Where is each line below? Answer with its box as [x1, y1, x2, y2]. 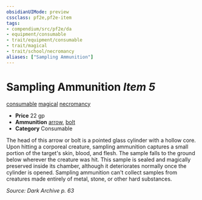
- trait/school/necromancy [6, 48, 75, 55]
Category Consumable [15, 125, 73, 132]
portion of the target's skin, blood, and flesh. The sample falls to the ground [6, 149, 195, 156]
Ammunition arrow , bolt [15, 118, 76, 125]
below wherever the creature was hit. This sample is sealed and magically [6, 156, 191, 163]
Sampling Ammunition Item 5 [6, 80, 156, 94]
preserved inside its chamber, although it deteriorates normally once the [6, 162, 187, 170]
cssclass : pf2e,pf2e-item [6, 15, 72, 21]
